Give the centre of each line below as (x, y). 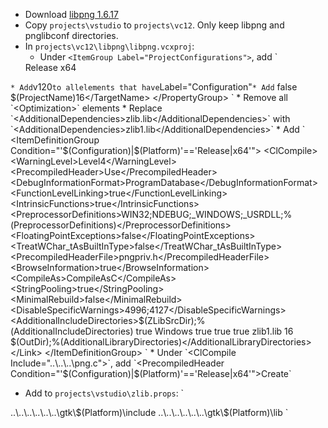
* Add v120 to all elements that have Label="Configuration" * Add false (154, 87)
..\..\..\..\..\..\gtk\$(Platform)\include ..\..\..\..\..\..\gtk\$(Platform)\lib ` (149, 412)
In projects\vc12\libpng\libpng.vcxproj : (109, 46)
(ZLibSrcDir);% (174, 320)
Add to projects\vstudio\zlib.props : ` (104, 393)
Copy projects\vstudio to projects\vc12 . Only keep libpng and (154, 25)
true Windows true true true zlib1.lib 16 (214, 331)
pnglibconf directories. (71, 35)
